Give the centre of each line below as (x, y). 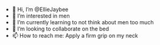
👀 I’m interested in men (41, 16)
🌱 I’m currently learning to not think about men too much (83, 22)
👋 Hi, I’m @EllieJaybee (40, 9)
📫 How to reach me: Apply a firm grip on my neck (75, 36)
